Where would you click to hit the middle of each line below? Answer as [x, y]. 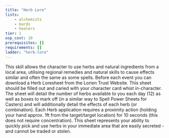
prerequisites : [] [25, 43]
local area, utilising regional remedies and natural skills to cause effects [80, 72]
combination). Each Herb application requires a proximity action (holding [81, 110]
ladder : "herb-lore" [27, 52]
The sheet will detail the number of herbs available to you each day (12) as [83, 94]
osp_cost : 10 [19, 38]
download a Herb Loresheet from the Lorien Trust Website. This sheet [78, 83]
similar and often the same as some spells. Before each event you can [78, 77]
